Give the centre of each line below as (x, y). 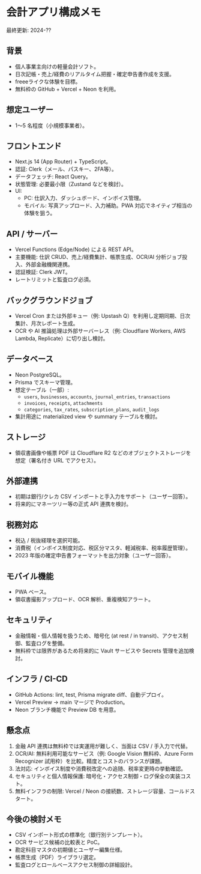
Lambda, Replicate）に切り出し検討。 (61, 338)
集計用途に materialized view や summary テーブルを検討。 (88, 416)
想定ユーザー (30, 110)
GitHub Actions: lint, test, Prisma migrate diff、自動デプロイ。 (91, 694)
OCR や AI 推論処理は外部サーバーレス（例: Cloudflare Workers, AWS (100, 331)
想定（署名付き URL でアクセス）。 (57, 460)
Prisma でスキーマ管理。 (45, 382)
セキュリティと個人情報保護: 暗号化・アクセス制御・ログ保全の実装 (98, 776)
